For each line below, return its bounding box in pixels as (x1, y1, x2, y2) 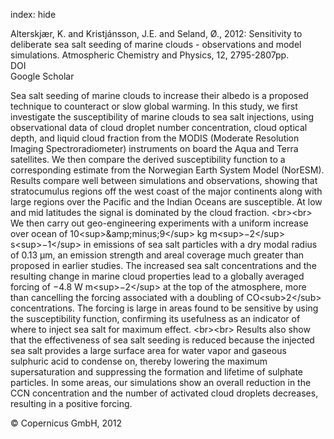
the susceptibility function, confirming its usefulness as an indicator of (10, 313, 301, 324)
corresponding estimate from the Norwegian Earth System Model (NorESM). (10, 164, 325, 176)
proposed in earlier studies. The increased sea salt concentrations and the (10, 260, 317, 271)
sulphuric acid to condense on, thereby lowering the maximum (10, 355, 268, 367)
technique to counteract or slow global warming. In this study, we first (10, 100, 298, 112)
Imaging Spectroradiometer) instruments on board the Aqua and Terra (10, 143, 299, 154)
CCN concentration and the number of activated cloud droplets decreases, (10, 387, 319, 399)
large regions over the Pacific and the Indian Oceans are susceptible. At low (10, 196, 323, 208)
